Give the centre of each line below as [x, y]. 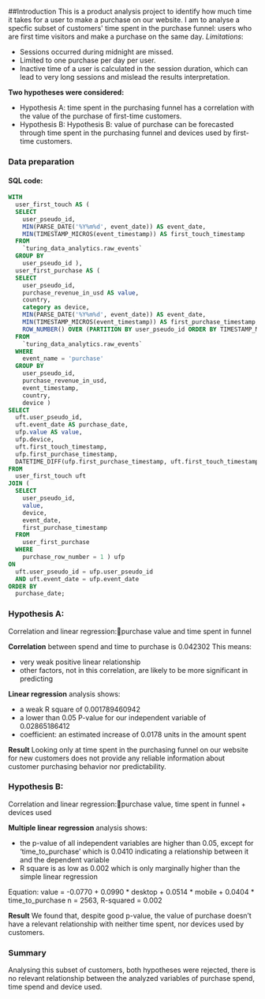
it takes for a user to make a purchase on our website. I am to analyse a [124, 20]
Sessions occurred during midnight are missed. [96, 52]
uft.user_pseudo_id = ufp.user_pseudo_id [84, 572]
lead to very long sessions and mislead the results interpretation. [125, 77]
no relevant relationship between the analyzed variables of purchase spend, [131, 978]
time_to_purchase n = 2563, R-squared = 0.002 [86, 900]
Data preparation [41, 161]
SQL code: [26, 180]
